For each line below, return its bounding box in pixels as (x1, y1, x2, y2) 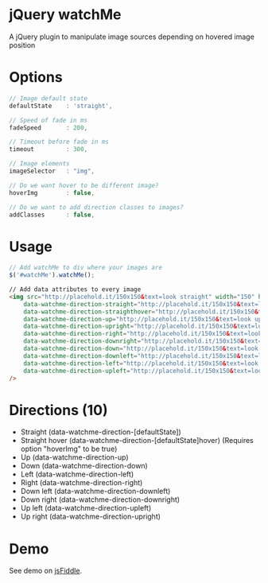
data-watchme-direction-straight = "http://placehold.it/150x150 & (23, 300, 241, 308)
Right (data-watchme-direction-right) (20, 478, 143, 488)
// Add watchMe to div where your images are (9, 264, 162, 272)
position (9, 40, 36, 49)
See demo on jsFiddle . (9, 566, 83, 576)
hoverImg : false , (9, 189, 95, 196)
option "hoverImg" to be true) (20, 444, 118, 454)
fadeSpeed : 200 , (9, 123, 88, 132)
